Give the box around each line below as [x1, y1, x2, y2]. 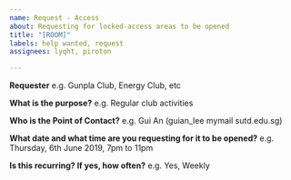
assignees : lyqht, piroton [9, 47, 112, 56]
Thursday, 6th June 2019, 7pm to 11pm [9, 143, 154, 154]
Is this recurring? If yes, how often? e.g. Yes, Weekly [9, 160, 211, 171]
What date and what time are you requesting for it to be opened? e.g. [9, 133, 275, 144]
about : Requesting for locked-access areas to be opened [9, 22, 230, 31]
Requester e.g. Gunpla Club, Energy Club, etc [9, 80, 182, 91]
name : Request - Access [9, 13, 100, 23]
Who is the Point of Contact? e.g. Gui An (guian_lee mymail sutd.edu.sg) [9, 115, 283, 126]
